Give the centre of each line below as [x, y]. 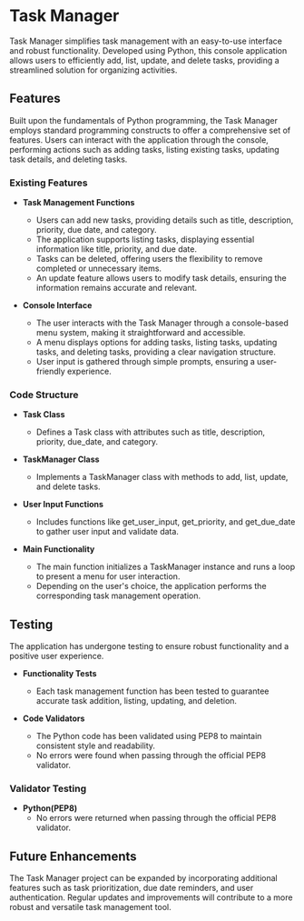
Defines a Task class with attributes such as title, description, [151, 432]
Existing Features [49, 183]
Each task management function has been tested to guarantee [152, 691]
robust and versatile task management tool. [90, 907]
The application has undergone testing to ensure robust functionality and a [149, 646]
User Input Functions [63, 505]
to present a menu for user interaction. [108, 576]
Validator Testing [48, 789]
